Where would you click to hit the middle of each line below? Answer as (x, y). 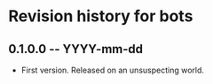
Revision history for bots (101, 16)
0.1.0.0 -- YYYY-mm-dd (76, 49)
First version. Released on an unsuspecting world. (113, 70)
